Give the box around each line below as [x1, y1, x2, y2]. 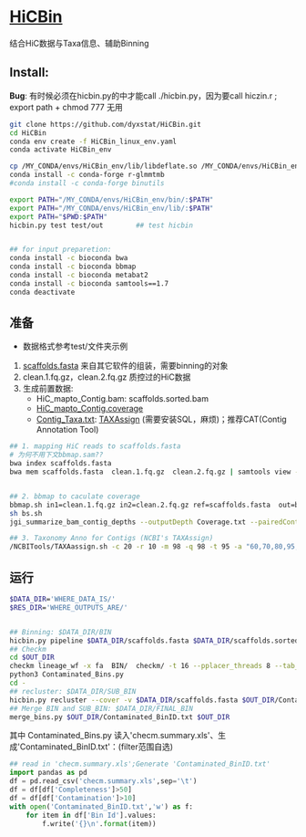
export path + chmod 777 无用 [9, 101, 123, 112]
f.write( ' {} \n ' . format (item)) [42, 819, 157, 828]
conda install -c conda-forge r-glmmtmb [9, 171, 166, 180]
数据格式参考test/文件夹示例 [22, 340, 128, 352]
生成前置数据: [22, 383, 74, 394]
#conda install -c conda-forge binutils [9, 179, 166, 188]
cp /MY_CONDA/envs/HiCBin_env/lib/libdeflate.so [9, 162, 198, 171]
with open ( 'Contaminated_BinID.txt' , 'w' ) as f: [9, 801, 194, 811]
